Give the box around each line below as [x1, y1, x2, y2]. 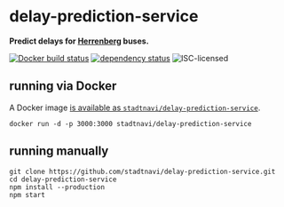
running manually [9, 144, 109, 159]
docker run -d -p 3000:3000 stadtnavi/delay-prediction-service [9, 119, 252, 128]
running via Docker [9, 78, 117, 94]
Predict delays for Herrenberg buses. [9, 36, 149, 46]
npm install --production [9, 182, 105, 192]
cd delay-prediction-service [9, 175, 117, 184]
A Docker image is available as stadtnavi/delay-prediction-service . [9, 102, 261, 113]
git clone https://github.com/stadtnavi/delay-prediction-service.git [9, 167, 276, 176]
